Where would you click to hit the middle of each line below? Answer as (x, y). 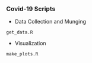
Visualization (30, 44)
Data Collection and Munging (50, 22)
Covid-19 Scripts (31, 9)
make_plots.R (22, 54)
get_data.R (20, 32)
